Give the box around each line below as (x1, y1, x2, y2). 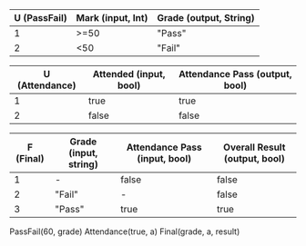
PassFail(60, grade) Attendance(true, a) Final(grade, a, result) (9, 226, 240, 237)
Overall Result (222, 141, 286, 153)
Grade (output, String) (157, 12, 255, 24)
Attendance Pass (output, (178, 68, 292, 80)
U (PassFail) (14, 12, 67, 24)
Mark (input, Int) (76, 12, 148, 24)
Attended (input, (92, 68, 166, 80)
